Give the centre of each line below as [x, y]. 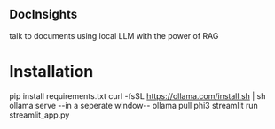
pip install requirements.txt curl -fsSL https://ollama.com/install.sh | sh [137, 95]
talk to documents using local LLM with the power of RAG [114, 35]
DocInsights [43, 15]
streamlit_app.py [39, 115]
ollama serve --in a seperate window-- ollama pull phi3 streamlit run [134, 105]
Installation [51, 72]
